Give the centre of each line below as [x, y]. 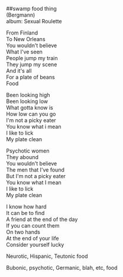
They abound [22, 157]
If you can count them [33, 225]
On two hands [23, 232]
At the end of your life [33, 238]
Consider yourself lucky [35, 245]
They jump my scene [32, 64]
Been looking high [28, 95]
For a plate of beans [30, 77]
